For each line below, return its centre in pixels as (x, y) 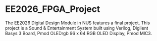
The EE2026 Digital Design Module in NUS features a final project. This (78, 23)
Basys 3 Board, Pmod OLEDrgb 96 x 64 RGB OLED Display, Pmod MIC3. (78, 33)
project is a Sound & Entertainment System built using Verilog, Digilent (77, 28)
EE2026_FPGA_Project (53, 9)
